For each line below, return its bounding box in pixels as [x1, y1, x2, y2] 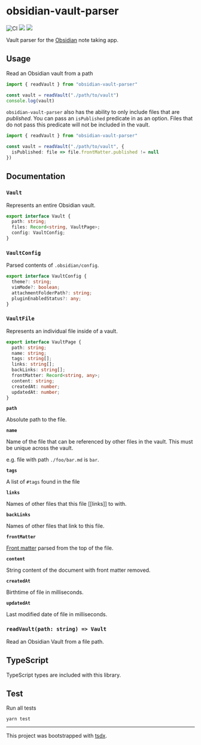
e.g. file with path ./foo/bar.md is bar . [6, 456, 99, 463]
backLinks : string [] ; [11, 367, 66, 373]
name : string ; [11, 350, 47, 356]
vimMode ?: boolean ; [11, 284, 60, 290]
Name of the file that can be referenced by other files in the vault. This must [6, 438, 193, 445]
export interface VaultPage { [6, 339, 82, 345]
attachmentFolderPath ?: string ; [11, 289, 93, 296]
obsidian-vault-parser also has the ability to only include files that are [6, 108, 180, 116]
